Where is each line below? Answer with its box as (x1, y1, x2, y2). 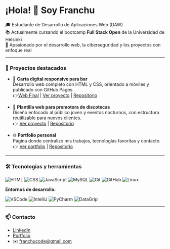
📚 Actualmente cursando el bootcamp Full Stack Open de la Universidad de (5, 29, 165, 35)
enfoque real (5, 47, 32, 53)
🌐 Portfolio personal (12, 132, 57, 138)
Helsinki (5, 36, 22, 42)
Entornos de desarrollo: (5, 186, 56, 192)
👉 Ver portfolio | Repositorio (12, 143, 73, 150)
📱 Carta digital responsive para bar (12, 76, 88, 82)
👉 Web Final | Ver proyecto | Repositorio (12, 92, 98, 98)
